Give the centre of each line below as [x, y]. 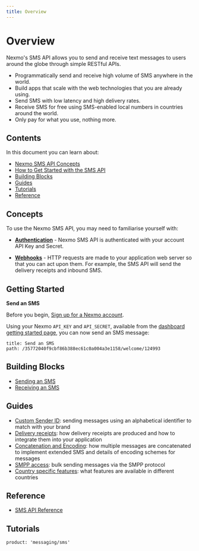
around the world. [37, 113]
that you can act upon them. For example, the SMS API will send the [98, 264]
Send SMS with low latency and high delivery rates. [78, 100]
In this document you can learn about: [53, 153]
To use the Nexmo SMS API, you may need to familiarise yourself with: [92, 229]
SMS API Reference [39, 510]
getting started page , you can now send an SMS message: [78, 332]
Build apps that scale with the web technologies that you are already [98, 88]
